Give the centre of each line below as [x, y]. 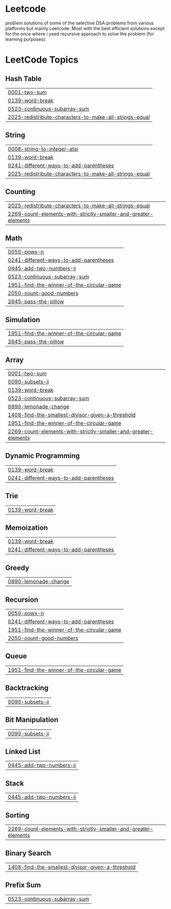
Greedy [17, 568]
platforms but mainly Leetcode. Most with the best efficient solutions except [85, 28]
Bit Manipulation [32, 720]
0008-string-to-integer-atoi [43, 149]
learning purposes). [26, 39]
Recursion [22, 599]
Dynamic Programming [42, 456]
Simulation [23, 320]
